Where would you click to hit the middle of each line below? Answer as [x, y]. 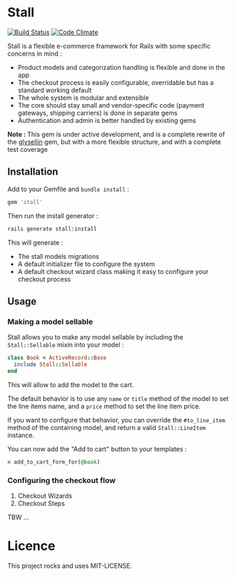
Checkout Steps [41, 503]
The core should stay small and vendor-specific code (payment [111, 105]
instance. [21, 435]
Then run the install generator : [53, 215]
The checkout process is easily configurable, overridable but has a [116, 82]
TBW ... [19, 517]
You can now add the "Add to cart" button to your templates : [97, 449]
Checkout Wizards [45, 496]
